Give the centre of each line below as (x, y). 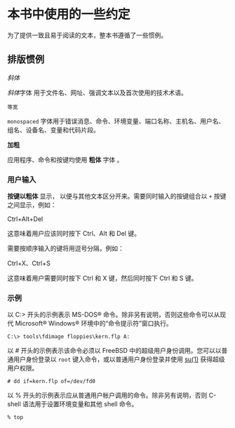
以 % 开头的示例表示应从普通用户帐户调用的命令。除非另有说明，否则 (107, 395)
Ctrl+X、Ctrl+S (29, 263)
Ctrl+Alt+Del (25, 219)
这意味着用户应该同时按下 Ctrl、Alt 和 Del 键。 (74, 234)
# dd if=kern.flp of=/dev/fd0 (52, 382)
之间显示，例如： (32, 205)
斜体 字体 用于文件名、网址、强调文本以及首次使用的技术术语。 (97, 93)
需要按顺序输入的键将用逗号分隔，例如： (66, 248)
